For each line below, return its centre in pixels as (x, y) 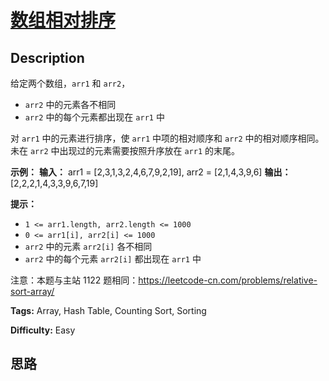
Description (47, 57)
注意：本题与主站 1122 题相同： (74, 280)
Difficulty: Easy (43, 330)
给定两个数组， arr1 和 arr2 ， (70, 83)
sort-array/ (32, 291)
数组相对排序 (63, 20)
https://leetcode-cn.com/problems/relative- (228, 280)
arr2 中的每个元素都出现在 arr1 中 (94, 117)
